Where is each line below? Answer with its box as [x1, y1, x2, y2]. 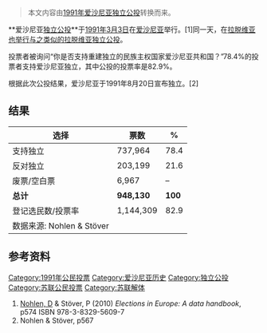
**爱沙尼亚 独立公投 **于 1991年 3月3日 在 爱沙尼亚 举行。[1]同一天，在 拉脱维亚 [8, 25, 257, 34]
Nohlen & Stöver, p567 [19, 315, 94, 325]
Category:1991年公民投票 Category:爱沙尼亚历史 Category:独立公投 [8, 272, 229, 282]
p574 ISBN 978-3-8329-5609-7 [19, 307, 125, 316]
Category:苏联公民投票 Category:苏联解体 [8, 283, 146, 292]
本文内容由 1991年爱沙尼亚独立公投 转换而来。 [27, 8, 175, 17]
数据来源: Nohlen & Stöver [12, 220, 109, 231]
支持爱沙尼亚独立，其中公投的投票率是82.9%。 [22, 61, 177, 71]
